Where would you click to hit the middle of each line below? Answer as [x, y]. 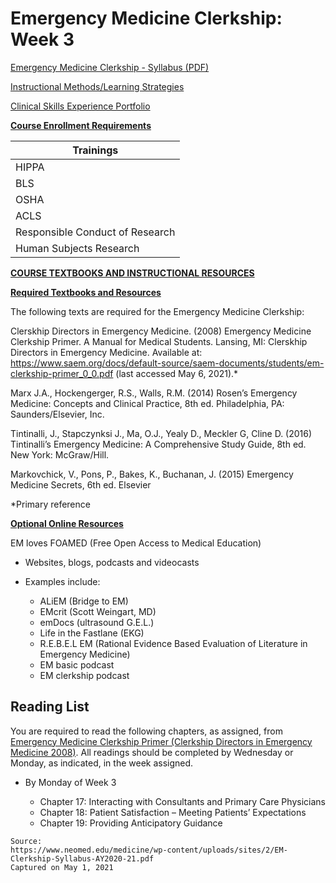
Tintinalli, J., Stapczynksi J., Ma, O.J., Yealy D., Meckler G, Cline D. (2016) [161, 433]
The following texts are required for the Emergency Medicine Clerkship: [157, 311]
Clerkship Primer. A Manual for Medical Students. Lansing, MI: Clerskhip [159, 341]
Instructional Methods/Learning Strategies [97, 86]
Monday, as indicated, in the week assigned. [102, 763]
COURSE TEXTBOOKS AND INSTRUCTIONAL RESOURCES [132, 273]
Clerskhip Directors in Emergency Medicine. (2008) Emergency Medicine [161, 331]
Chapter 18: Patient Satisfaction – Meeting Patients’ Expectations [173, 812]
